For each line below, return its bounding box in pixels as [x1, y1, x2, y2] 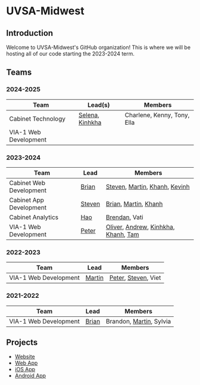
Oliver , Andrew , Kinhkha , [106, 223, 175, 231]
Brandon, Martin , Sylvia [106, 317, 171, 325]
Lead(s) [87, 100, 110, 109]
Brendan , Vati [106, 213, 144, 221]
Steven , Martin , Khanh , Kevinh [106, 182, 190, 190]
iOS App [14, 366, 36, 373]
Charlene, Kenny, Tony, [124, 110, 190, 119]
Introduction [6, 28, 54, 38]
